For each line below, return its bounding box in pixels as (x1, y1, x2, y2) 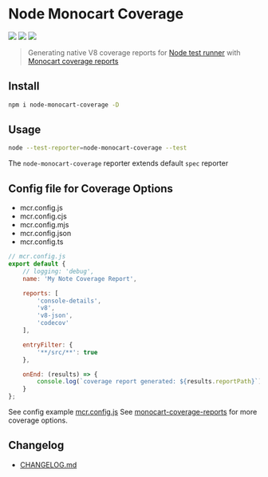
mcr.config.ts (19, 237, 64, 247)
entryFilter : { (22, 341, 73, 349)
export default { (8, 260, 66, 268)
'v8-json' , (37, 311, 73, 320)
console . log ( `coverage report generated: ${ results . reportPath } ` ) (37, 378, 262, 386)
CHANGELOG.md (19, 459, 77, 469)
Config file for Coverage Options (8, 182, 174, 195)
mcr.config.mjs (19, 220, 69, 230)
